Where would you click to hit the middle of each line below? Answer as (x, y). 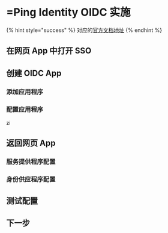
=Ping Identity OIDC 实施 (68, 12)
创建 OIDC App (34, 73)
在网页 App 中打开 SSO (49, 51)
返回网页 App (31, 143)
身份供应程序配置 (31, 180)
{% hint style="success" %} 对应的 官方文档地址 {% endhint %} (84, 30)
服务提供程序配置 (31, 162)
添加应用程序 (25, 92)
